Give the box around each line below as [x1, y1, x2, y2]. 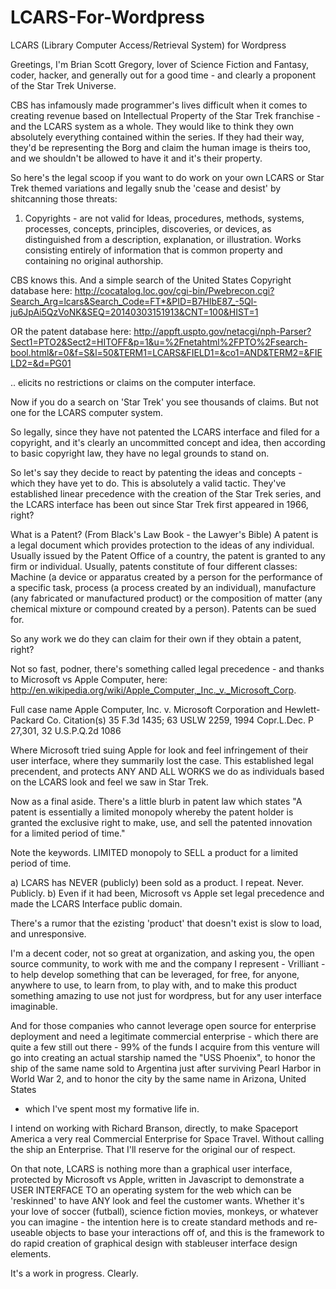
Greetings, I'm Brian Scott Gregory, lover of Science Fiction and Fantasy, [10, 58, 309, 70]
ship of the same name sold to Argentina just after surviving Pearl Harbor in [10, 1062, 322, 1074]
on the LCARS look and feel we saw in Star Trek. [10, 776, 209, 788]
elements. [10, 1247, 52, 1260]
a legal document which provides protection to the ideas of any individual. [10, 539, 315, 551]
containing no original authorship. [24, 254, 164, 266]
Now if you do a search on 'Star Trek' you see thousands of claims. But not [10, 396, 319, 408]
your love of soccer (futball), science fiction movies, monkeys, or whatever [10, 1205, 319, 1217]
